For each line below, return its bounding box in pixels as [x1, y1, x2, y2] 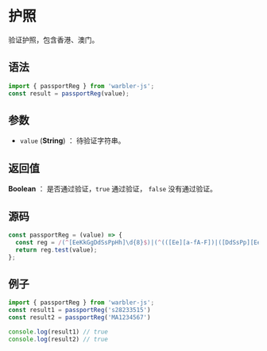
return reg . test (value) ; [15, 245, 98, 254]
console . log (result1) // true [8, 327, 109, 336]
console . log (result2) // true [8, 335, 109, 343]
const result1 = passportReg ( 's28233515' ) [8, 307, 151, 314]
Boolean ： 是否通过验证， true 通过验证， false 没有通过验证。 [8, 184, 217, 194]
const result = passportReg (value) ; [8, 89, 130, 98]
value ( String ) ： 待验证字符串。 [19, 136, 126, 145]
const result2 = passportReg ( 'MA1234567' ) [8, 314, 151, 322]
